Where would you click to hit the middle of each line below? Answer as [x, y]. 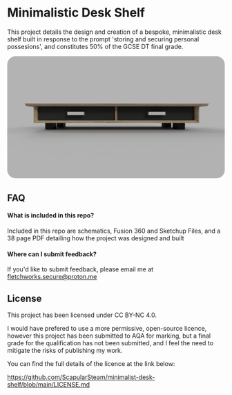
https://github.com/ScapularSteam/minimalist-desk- [81, 377]
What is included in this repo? [51, 215]
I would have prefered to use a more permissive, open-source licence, [107, 329]
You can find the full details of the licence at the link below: [91, 364]
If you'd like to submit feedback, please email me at [80, 269]
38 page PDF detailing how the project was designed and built [96, 238]
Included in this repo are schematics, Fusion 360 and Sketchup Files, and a [114, 231]
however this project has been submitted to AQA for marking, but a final [109, 336]
